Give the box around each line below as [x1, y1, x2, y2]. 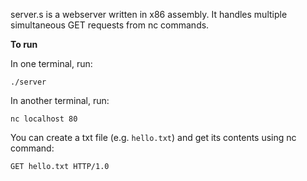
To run [10, 39, 38, 50]
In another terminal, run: [10, 95, 110, 106]
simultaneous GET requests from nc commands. [10, 19, 210, 31]
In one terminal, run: [10, 58, 93, 69]
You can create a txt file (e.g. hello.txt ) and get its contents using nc [10, 132, 297, 143]
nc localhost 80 [10, 114, 78, 124]
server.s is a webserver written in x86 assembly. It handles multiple [10, 9, 288, 20]
